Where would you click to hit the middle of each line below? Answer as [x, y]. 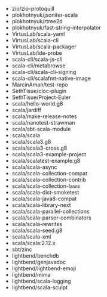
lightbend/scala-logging [41, 281]
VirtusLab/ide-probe [37, 53]
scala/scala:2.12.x [33, 243]
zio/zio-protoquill [33, 9]
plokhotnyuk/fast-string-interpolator [56, 27]
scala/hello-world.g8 [37, 103]
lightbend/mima [31, 275]
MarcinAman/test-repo [40, 85]
